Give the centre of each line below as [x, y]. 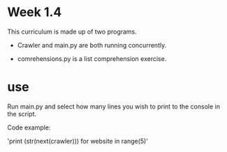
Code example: [29, 127]
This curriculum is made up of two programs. [72, 32]
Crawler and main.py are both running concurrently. [92, 45]
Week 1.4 [35, 12]
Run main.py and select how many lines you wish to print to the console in [113, 106]
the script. [22, 113]
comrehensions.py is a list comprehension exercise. [92, 58]
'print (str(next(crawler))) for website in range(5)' [78, 141]
